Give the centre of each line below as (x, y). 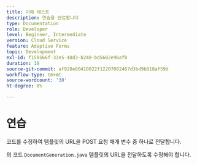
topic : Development (31, 52)
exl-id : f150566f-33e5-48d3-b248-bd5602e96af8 (67, 58)
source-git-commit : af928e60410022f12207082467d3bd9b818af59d (87, 69)
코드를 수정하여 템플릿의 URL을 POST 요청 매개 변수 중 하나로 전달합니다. (94, 141)
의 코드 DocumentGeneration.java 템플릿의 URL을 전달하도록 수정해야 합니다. (99, 154)
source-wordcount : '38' (37, 80)
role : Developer (27, 29)
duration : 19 (23, 63)
